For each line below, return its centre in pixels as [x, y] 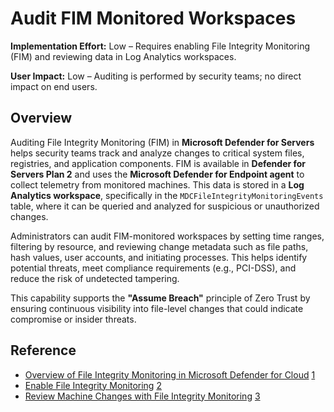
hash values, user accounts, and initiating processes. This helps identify [159, 257]
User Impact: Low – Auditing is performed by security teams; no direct [156, 76]
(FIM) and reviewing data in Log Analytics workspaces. [123, 56]
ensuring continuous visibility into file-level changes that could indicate [157, 308]
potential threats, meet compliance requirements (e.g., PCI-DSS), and [153, 268]
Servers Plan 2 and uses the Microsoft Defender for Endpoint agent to [157, 174]
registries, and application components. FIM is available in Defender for [158, 163]
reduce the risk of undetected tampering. [95, 278]
